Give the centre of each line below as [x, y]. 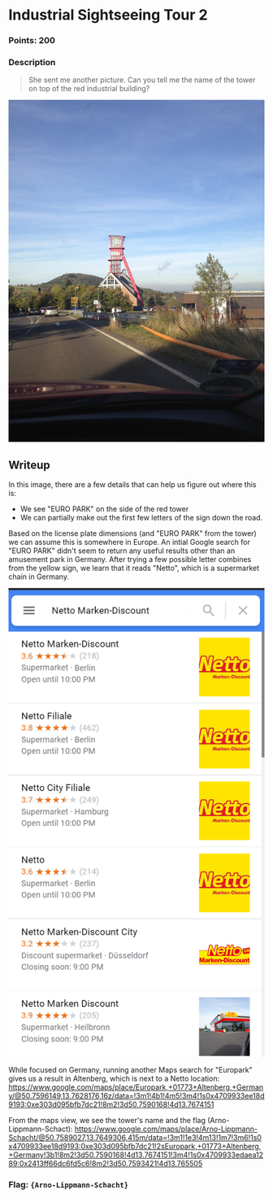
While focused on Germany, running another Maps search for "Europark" [131, 1069]
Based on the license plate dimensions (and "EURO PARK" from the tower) [133, 533]
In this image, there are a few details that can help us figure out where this [132, 485]
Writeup [29, 465]
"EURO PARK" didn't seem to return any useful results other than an [122, 551]
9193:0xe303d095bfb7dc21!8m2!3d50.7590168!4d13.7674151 [111, 1104]
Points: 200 [32, 41]
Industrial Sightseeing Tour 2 [108, 15]
